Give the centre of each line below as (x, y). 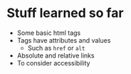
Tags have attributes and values (64, 40)
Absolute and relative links (56, 55)
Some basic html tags (49, 33)
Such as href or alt (56, 48)
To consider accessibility (53, 63)
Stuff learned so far (65, 13)
